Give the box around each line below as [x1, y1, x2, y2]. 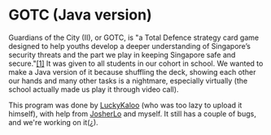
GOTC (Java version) [8, 6, 152, 24]
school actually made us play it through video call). [8, 84, 179, 94]
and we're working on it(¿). [8, 117, 99, 127]
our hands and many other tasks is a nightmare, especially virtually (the [8, 76, 248, 85]
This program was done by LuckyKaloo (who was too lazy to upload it [8, 100, 243, 110]
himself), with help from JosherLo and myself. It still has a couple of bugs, [8, 108, 256, 119]
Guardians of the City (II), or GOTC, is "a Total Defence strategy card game [8, 33, 259, 42]
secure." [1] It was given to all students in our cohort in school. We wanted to [8, 59, 264, 68]
